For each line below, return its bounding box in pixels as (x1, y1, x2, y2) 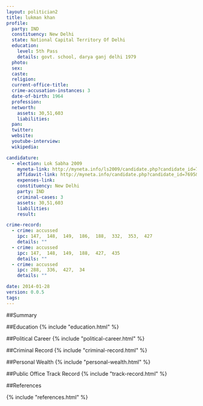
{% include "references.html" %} (6, 393, 89, 401)
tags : (6, 295, 20, 301)
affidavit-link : (17, 172, 59, 178)
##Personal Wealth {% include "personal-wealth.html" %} (6, 358, 151, 365)
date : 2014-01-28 (6, 284, 50, 290)
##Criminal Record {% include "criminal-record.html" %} (6, 346, 148, 354)
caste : (11, 71, 28, 77)
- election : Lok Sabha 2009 (11, 160, 83, 166)
